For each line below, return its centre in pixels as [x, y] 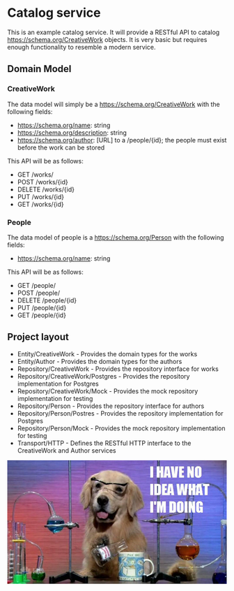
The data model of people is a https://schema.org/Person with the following [116, 237]
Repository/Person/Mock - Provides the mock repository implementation [121, 428]
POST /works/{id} [42, 182]
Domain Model [39, 69]
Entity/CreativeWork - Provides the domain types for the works [107, 353]
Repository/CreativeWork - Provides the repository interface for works [118, 369]
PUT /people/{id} [42, 307]
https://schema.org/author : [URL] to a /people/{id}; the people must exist [122, 140]
